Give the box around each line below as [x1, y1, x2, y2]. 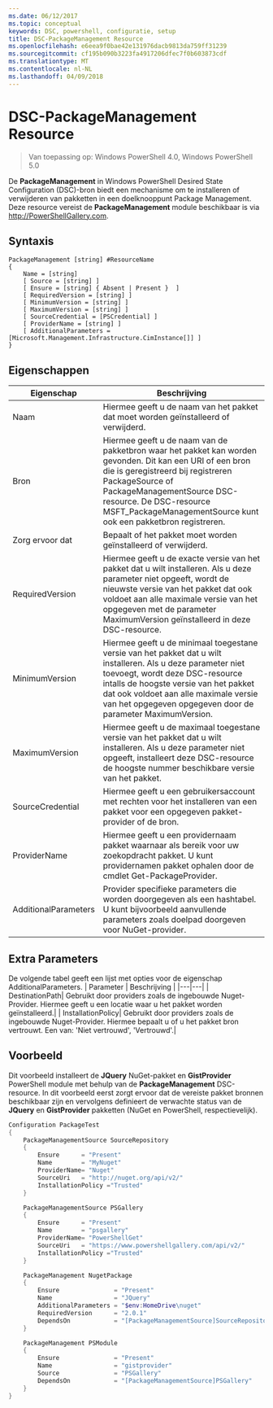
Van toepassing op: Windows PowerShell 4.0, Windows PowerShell [28, 151, 253, 161]
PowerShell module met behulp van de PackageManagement [8, 1079, 215, 1089]
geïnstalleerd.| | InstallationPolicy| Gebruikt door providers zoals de [8, 1008, 234, 1017]
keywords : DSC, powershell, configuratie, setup [8, 27, 176, 35]
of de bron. [136, 816, 180, 828]
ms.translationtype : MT [8, 58, 89, 66]
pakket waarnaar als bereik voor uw [102, 840, 240, 851]
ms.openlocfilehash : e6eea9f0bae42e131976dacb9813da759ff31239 [8, 42, 227, 50]
